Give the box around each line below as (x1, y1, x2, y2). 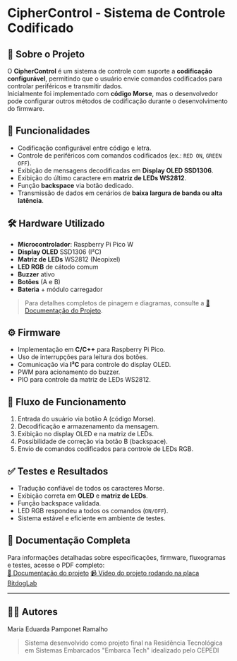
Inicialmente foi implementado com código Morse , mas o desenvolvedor (7, 90, 219, 98)
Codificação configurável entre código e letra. (17, 144, 152, 152)
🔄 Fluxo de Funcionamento (7, 396, 127, 408)
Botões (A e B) (17, 277, 61, 286)
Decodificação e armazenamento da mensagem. (17, 422, 159, 431)
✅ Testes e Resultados (7, 465, 109, 477)
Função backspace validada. (17, 499, 102, 508)
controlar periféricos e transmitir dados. (7, 82, 123, 90)
